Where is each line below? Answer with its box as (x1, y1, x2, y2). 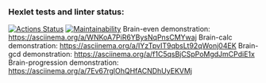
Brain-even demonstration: (122, 25, 210, 34)
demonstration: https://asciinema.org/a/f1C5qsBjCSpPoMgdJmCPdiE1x (22, 50, 256, 59)
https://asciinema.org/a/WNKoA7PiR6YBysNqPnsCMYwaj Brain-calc (8, 32, 233, 42)
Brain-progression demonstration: (8, 58, 119, 67)
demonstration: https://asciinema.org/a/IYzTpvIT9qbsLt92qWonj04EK (8, 41, 237, 51)
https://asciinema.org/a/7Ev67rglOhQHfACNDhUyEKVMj (8, 66, 193, 76)
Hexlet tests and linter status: (8, 6, 125, 17)
